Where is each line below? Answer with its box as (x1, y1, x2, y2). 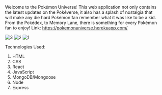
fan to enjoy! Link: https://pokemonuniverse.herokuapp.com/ (5, 25, 128, 31)
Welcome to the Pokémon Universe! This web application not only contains (5, 4, 157, 10)
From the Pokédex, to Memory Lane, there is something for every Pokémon (5, 20, 157, 25)
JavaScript (12, 69, 34, 75)
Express (12, 85, 29, 90)
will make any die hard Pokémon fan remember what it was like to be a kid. (5, 15, 156, 20)
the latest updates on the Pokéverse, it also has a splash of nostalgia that (5, 9, 153, 15)
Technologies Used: (5, 44, 46, 49)
